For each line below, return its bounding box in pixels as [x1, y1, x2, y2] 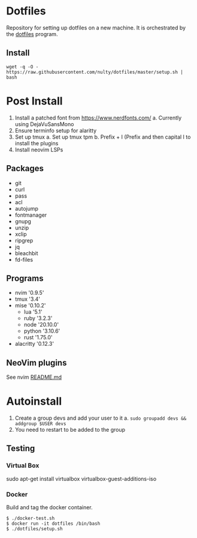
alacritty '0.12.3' [14, 340, 54, 348]
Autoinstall [6, 394, 62, 408]
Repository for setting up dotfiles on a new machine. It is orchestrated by [6, 24, 186, 31]
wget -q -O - [6, 64, 39, 70]
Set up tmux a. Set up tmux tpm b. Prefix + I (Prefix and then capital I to [14, 133, 191, 141]
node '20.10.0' [23, 321, 59, 328]
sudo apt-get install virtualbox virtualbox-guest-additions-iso [6, 475, 157, 482]
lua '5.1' [23, 308, 43, 316]
